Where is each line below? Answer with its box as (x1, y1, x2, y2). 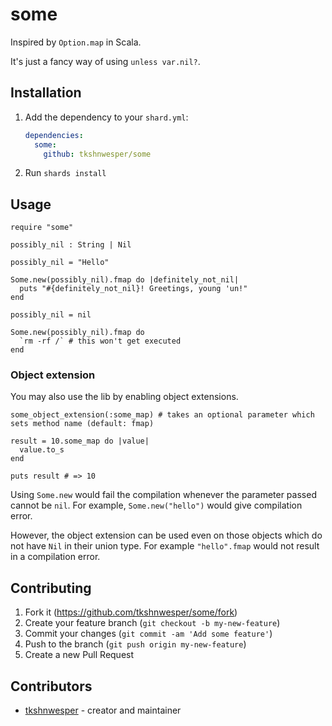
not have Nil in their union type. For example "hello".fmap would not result (10, 540, 320, 552)
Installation (10, 84, 82, 102)
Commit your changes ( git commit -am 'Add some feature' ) (24, 628, 273, 640)
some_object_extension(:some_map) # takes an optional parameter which (10, 410, 315, 420)
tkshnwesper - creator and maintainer (24, 704, 182, 717)
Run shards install (24, 167, 107, 179)
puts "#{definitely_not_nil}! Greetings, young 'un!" (19, 284, 248, 294)
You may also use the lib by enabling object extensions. (10, 391, 239, 403)
